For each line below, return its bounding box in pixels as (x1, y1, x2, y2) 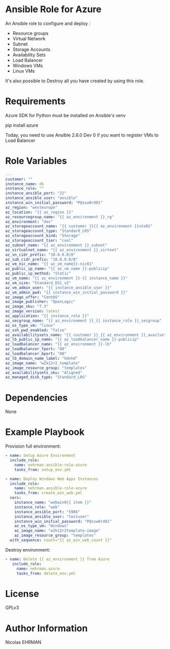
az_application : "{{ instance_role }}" (5, 314, 90, 319)
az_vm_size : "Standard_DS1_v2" (5, 280, 71, 285)
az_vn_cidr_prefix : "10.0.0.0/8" (5, 252, 76, 257)
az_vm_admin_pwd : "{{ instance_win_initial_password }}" (5, 290, 128, 295)
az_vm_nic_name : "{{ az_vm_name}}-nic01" (5, 261, 94, 267)
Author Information (5, 623, 88, 634)
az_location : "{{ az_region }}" (5, 210, 73, 215)
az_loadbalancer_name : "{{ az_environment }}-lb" (5, 341, 112, 347)
